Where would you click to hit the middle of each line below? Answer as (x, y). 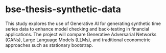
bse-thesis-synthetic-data (63, 9)
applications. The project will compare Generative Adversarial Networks (81, 34)
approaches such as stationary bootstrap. (49, 45)
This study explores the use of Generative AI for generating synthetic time (83, 23)
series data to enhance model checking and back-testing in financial (77, 29)
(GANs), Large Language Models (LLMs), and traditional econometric (78, 40)
